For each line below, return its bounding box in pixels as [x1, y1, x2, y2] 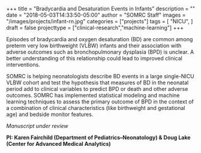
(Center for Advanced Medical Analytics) [6, 140, 111, 147]
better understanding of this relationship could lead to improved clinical [6, 55, 183, 62]
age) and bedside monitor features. [6, 111, 94, 118]
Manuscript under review [6, 123, 68, 129]
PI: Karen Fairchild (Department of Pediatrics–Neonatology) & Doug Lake [6, 134, 191, 141]
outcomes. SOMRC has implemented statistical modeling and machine [6, 92, 180, 99]
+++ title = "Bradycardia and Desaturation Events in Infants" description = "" [6, 5, 196, 12]
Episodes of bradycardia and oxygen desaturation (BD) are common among [6, 36, 193, 42]
